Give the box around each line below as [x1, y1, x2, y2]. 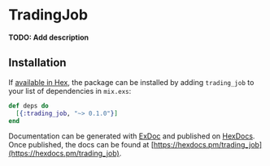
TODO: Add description [8, 32, 89, 42]
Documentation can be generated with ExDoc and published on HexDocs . [8, 131, 255, 141]
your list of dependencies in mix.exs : [8, 86, 132, 96]
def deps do [8, 101, 49, 110]
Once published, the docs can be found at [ [8, 140, 155, 150]
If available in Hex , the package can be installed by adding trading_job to [8, 77, 255, 87]
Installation [8, 56, 67, 70]
